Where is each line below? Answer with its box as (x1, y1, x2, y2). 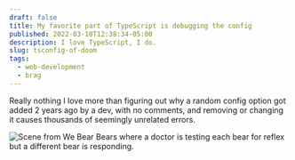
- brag (17, 71, 42, 80)
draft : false (9, 12, 58, 22)
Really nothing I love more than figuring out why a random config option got (9, 95, 286, 106)
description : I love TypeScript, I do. (9, 37, 157, 47)
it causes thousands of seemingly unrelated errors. (9, 114, 195, 124)
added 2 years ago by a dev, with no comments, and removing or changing (9, 104, 284, 116)
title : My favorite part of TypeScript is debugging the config (9, 21, 252, 30)
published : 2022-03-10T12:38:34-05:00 (9, 29, 153, 38)
